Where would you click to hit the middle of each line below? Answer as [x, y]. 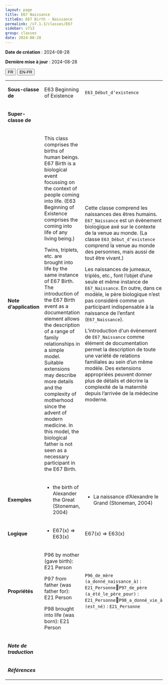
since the [55, 406]
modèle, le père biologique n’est [122, 294]
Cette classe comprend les [116, 207]
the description [62, 325]
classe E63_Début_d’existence [120, 239]
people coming [62, 194]
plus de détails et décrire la [116, 380]
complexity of [60, 394]
